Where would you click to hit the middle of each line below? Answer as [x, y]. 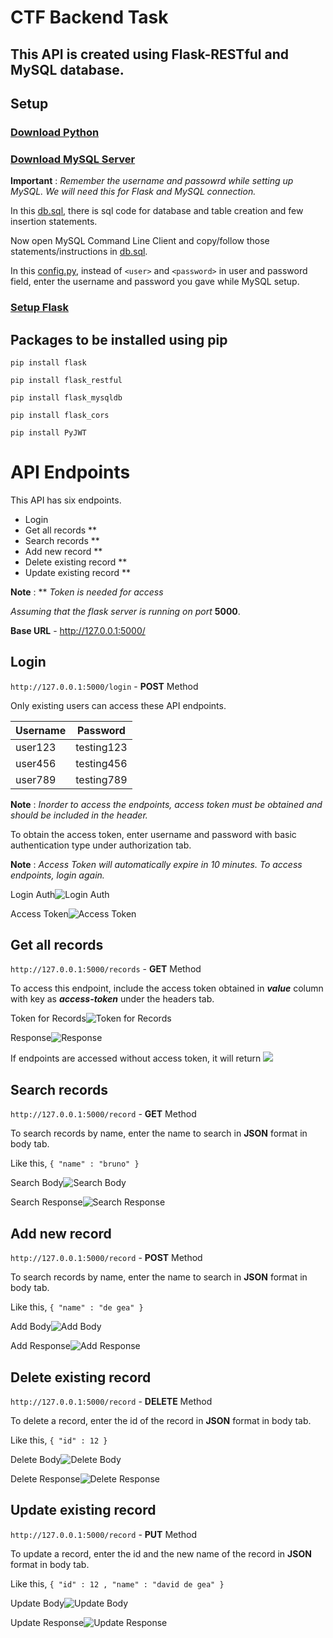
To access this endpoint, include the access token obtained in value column [167, 988]
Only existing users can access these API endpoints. [118, 705]
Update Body [37, 1603]
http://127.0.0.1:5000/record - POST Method [106, 1258]
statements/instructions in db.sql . [79, 252]
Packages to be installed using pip [119, 339]
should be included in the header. [79, 815]
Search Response [46, 1202]
